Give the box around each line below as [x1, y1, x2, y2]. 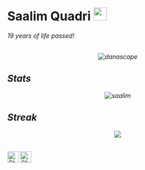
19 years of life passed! [7, 31, 75, 40]
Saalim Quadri [7, 8, 91, 24]
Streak [7, 112, 37, 124]
